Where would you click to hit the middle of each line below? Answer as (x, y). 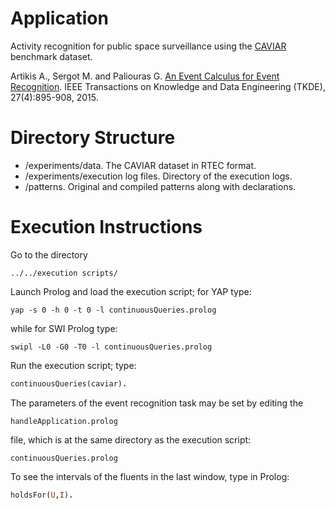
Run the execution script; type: (73, 365)
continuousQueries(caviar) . (69, 383)
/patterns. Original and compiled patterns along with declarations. (160, 186)
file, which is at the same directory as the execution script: (131, 439)
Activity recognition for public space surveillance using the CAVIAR (148, 46)
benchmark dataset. (51, 56)
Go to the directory (49, 254)
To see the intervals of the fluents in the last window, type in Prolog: (150, 476)
